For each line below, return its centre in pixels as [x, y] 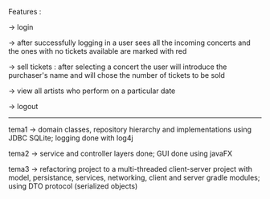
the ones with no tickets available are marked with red [98, 51]
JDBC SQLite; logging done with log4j [71, 138]
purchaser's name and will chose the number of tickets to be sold [117, 75]
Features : [25, 12]
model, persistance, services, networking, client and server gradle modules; [134, 177]
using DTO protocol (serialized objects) [73, 186]
